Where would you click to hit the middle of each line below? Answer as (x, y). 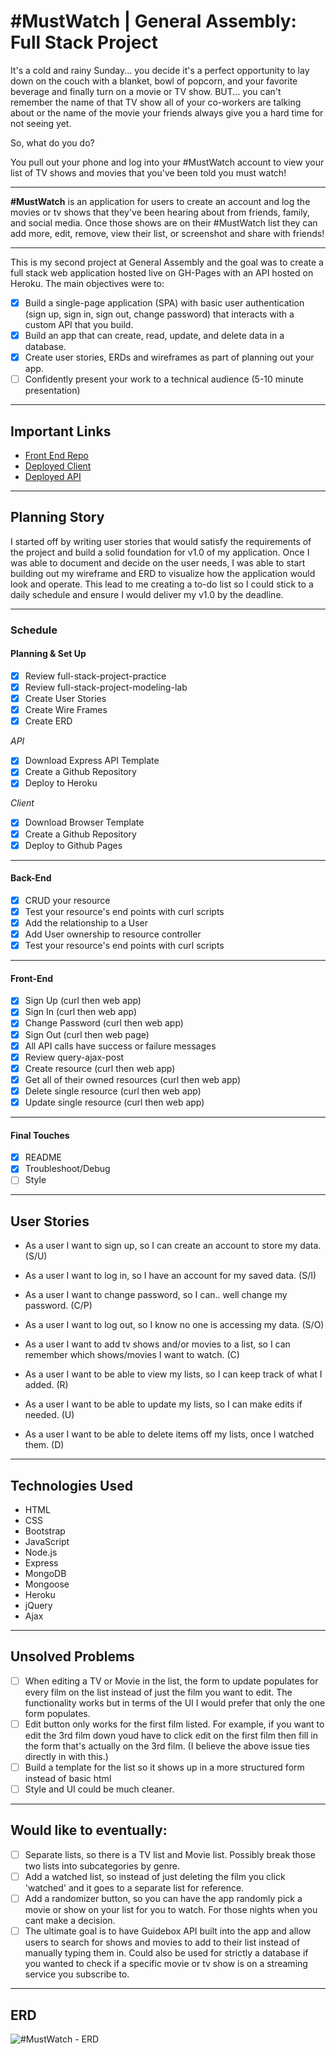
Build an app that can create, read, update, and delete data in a (154, 335)
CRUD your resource (67, 900)
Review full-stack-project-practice (95, 676)
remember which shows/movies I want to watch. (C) (132, 1355)
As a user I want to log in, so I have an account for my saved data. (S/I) (170, 1276)
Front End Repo (57, 455)
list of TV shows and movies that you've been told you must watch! (148, 172)
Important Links (61, 431)
